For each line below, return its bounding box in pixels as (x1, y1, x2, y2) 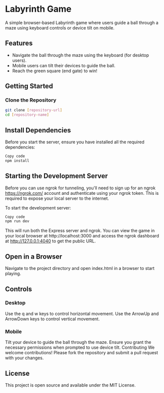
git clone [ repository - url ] (5, 108, 63, 113)
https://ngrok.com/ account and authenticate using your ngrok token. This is (5, 190, 159, 196)
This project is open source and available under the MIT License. (5, 382, 136, 388)
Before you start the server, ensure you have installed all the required (5, 139, 144, 145)
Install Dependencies (5, 126, 71, 134)
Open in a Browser (5, 252, 63, 261)
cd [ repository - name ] (5, 112, 49, 117)
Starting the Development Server (5, 172, 108, 180)
